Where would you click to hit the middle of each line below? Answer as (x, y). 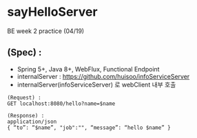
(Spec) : (24, 53)
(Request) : (24, 97)
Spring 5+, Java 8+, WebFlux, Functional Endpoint (88, 69)
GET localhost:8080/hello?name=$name (61, 104)
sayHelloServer (52, 12)
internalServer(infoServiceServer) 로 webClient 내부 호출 (96, 84)
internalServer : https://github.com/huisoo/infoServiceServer (103, 76)
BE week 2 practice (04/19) (46, 31)
